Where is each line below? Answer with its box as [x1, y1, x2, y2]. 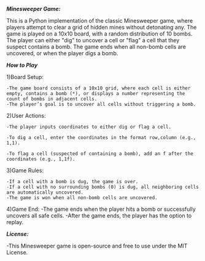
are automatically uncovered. [6, 189, 84, 195]
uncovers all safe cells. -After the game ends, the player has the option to [6, 212, 192, 219]
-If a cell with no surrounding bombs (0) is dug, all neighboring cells [6, 184, 199, 190]
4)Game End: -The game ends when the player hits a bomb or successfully [6, 205, 196, 213]
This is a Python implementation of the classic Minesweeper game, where [6, 17, 193, 24]
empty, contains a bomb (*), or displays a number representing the [6, 91, 185, 97]
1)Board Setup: [6, 74, 44, 80]
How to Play [6, 61, 38, 69]
